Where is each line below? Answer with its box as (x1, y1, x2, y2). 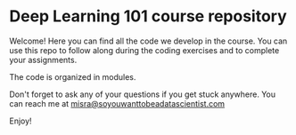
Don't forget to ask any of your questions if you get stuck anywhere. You (9, 89, 276, 99)
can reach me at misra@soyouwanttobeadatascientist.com (9, 98, 226, 108)
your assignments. (9, 54, 78, 65)
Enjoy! (9, 115, 33, 126)
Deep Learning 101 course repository (9, 6, 287, 27)
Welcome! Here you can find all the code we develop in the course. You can (9, 36, 288, 46)
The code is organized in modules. (9, 71, 136, 82)
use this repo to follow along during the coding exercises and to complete (9, 44, 280, 55)
